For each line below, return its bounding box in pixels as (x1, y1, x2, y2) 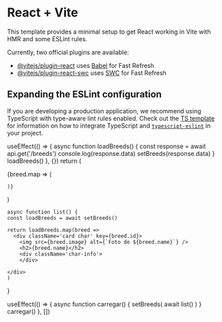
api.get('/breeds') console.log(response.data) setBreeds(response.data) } (7, 149, 215, 157)
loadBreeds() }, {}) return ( (7, 157, 82, 165)
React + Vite (7, 5, 79, 21)
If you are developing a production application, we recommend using (7, 106, 201, 115)
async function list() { (7, 208, 78, 216)
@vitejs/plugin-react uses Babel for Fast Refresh (16, 61, 155, 69)
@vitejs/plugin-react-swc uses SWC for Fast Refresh (16, 69, 166, 77)
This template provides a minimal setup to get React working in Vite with (7, 27, 211, 36)
